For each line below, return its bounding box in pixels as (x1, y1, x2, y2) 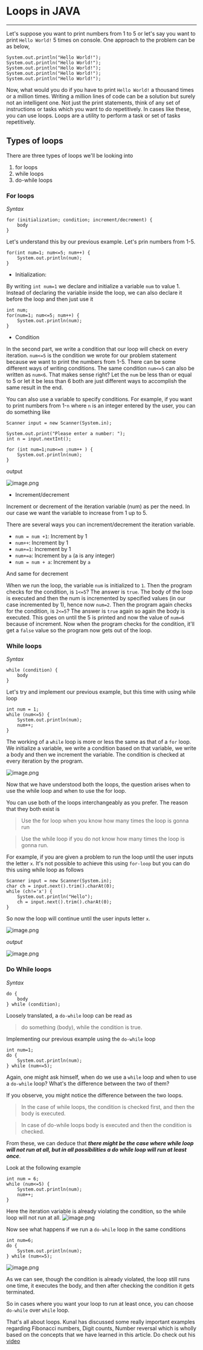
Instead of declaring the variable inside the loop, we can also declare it (6, 289, 182, 297)
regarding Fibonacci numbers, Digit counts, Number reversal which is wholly (6, 1325, 196, 1332)
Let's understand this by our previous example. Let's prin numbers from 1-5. (6, 238, 196, 245)
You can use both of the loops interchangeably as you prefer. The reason (6, 799, 188, 806)
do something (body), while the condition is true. (21, 1023, 143, 1031)
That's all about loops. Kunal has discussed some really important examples (6, 1318, 195, 1325)
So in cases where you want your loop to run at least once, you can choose (6, 1300, 194, 1307)
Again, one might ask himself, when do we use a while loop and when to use (6, 1073, 197, 1080)
